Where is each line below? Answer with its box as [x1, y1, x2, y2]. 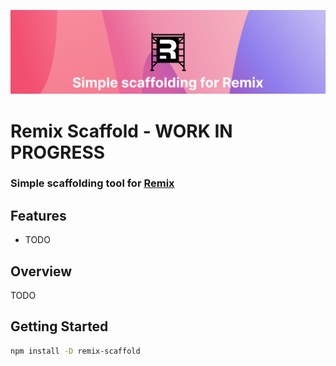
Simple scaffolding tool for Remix [10, 176, 175, 190]
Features [10, 207, 67, 224]
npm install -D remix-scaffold [10, 346, 141, 356]
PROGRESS [10, 141, 106, 164]
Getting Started [10, 318, 109, 335]
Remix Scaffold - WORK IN [10, 120, 233, 142]
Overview [10, 263, 73, 280]
